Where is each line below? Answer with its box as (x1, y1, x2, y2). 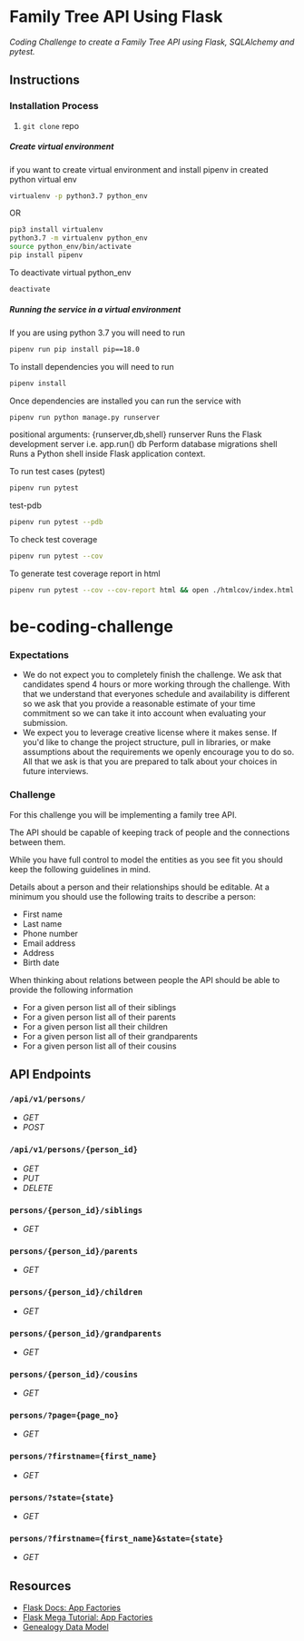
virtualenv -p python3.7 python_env (9, 191, 148, 201)
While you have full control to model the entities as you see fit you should (9, 854, 283, 865)
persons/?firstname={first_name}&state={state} (9, 1534, 224, 1544)
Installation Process (9, 100, 99, 113)
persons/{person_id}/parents (9, 1246, 139, 1256)
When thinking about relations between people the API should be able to (9, 974, 280, 985)
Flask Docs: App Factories (22, 1602, 121, 1614)
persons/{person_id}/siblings (9, 1205, 143, 1215)
